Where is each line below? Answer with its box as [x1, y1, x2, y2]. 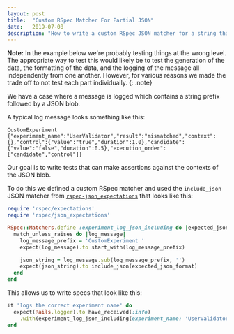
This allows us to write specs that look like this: [7, 289, 143, 297]
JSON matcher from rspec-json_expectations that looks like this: [7, 191, 194, 200]
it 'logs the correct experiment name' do [7, 302, 132, 309]
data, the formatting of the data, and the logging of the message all [7, 64, 200, 72]
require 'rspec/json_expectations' [7, 212, 111, 219]
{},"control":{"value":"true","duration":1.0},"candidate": [7, 139, 186, 146]
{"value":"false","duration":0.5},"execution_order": [7, 145, 167, 152]
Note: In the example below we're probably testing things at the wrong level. [7, 49, 227, 57]
